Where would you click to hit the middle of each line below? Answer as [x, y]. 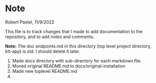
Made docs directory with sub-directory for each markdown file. [77, 61]
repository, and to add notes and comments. [50, 37]
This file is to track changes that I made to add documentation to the [74, 31]
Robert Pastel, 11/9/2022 [30, 22]
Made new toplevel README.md [45, 71]
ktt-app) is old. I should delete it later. [43, 51]
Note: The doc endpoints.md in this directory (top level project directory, [78, 46]
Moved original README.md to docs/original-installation [69, 66]
